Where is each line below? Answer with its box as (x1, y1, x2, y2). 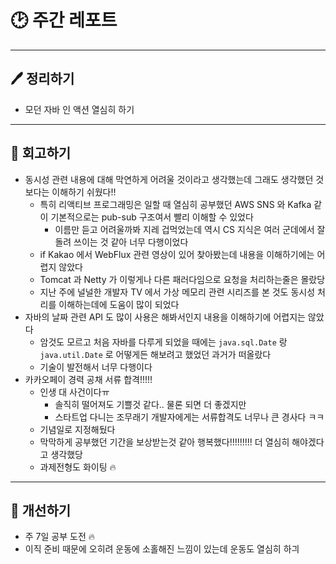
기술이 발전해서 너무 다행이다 (39, 361, 153, 373)
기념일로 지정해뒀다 (39, 423, 116, 435)
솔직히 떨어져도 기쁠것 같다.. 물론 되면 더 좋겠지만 (54, 398, 247, 410)
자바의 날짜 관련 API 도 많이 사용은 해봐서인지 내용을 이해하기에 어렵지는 (24, 311, 306, 323)
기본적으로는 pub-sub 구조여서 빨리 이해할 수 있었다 (50, 211, 254, 223)
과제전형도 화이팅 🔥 (39, 461, 117, 473)
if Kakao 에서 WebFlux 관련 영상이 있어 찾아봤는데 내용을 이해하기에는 (39, 248, 315, 260)
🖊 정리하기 (10, 71, 75, 88)
